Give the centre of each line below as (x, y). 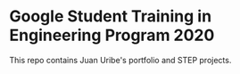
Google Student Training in (111, 16)
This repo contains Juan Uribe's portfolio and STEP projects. (120, 60)
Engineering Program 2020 (112, 35)
